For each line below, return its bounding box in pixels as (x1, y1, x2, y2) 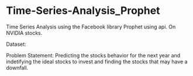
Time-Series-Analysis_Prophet (6, 4, 160, 17)
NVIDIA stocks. (6, 29, 43, 36)
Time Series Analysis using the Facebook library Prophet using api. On (6, 23, 176, 30)
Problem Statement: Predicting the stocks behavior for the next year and (6, 52, 181, 59)
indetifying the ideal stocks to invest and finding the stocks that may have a (6, 58, 188, 65)
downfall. (6, 64, 29, 71)
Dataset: (6, 41, 26, 48)
